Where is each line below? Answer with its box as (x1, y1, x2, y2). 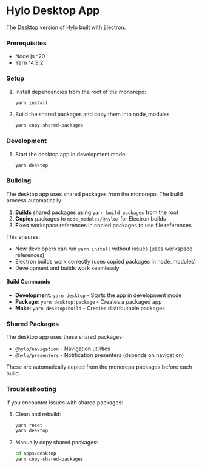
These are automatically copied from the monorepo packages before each (6, 363, 192, 370)
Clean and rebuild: (15, 410, 61, 418)
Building (6, 176, 32, 185)
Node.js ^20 (15, 53, 45, 60)
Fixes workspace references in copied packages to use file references (15, 221, 192, 229)
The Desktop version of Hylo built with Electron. (6, 24, 126, 31)
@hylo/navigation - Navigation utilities (15, 345, 110, 352)
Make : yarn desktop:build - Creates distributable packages (15, 304, 166, 312)
